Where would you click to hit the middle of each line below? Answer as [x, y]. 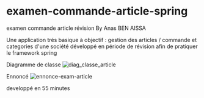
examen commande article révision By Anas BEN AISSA [76, 28]
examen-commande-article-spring [97, 11]
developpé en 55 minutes [38, 88]
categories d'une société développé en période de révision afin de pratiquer [102, 46]
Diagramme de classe [34, 65]
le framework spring [32, 52]
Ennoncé [17, 76]
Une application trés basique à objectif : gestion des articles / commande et [102, 40]
